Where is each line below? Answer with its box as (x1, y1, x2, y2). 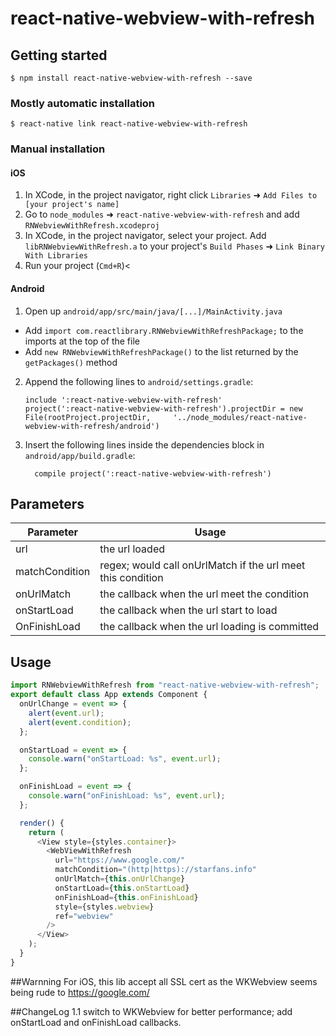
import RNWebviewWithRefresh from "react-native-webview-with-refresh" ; (10, 680, 320, 691)
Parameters (10, 496, 85, 513)
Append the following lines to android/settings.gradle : (24, 375, 254, 387)
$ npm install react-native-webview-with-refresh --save (10, 73, 253, 83)
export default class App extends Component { (10, 690, 208, 700)
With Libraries (24, 251, 89, 261)
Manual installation (10, 142, 106, 156)
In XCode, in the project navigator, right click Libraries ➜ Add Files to (24, 189, 318, 201)
